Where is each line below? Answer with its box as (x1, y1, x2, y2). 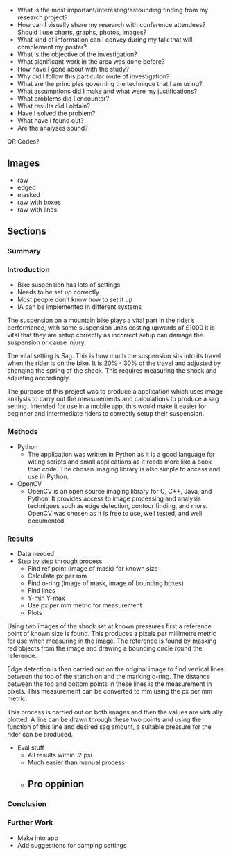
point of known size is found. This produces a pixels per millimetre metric (7, 630, 216, 638)
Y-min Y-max (27, 594, 65, 603)
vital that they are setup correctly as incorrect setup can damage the (7, 331, 203, 339)
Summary (7, 246, 42, 256)
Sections (7, 226, 46, 237)
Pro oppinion (27, 778, 85, 790)
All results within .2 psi (27, 751, 92, 760)
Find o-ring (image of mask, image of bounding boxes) (27, 579, 185, 587)
